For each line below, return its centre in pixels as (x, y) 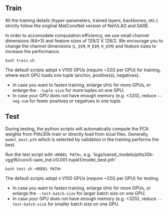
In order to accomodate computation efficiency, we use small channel (77, 35)
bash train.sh (20, 60)
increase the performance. (33, 51)
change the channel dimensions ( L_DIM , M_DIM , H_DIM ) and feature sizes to (81, 46)
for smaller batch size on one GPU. (83, 204)
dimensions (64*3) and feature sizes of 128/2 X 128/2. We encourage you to (84, 41)
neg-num (20, 101)
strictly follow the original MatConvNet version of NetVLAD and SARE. (77, 26)
